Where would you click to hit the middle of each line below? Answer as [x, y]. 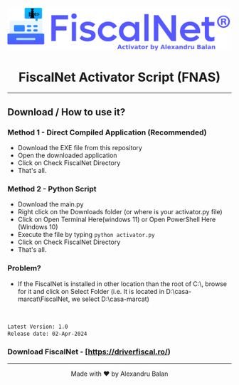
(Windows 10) [38, 227]
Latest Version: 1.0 [38, 327]
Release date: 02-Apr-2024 [47, 334]
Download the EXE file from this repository [80, 148]
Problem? [24, 268]
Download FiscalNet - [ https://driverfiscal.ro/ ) [89, 352]
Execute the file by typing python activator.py [86, 235]
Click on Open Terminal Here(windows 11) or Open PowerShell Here [117, 220]
